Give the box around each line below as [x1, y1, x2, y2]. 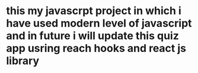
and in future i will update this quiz [6, 29, 179, 42]
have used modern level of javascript [6, 16, 192, 30]
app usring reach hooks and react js [6, 42, 187, 55]
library [6, 54, 40, 68]
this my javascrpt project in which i [6, 4, 182, 18]
